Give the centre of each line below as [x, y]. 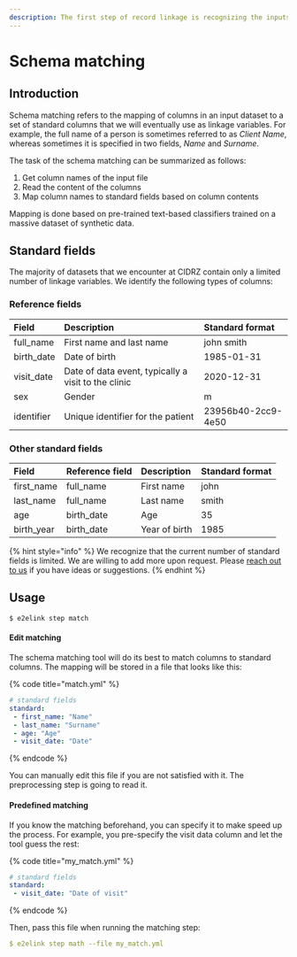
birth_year [34, 529]
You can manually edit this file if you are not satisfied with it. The [127, 776]
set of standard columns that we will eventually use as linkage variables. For [148, 124]
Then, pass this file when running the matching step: [105, 928]
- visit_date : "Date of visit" [70, 894]
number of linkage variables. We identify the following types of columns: [141, 282]
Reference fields [46, 305]
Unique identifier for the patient [129, 416]
